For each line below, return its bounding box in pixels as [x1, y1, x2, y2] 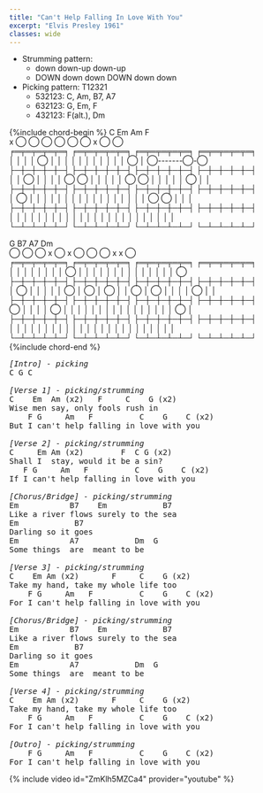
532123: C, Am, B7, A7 [34, 91, 116, 102]
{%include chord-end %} [9, 342, 101, 352]
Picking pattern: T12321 [21, 81, 108, 93]
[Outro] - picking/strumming [9, 740, 135, 750]
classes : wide [9, 29, 62, 38]
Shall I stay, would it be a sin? [9, 457, 163, 466]
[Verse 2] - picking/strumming [9, 439, 145, 449]
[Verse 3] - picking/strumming [9, 563, 145, 573]
